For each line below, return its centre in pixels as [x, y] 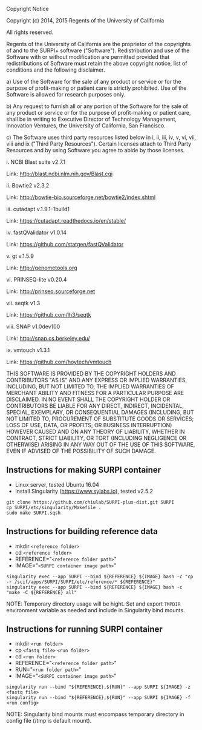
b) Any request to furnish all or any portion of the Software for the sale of [97, 106]
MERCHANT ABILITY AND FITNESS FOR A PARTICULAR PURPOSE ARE [95, 393]
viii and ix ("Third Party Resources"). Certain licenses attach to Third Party [99, 144]
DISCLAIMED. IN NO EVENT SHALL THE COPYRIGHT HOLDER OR [88, 399]
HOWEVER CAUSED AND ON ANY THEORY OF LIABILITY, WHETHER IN [96, 431]
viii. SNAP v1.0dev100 [33, 326]
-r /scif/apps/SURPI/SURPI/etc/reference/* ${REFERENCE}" [81, 582]
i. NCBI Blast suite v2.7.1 [36, 162]
